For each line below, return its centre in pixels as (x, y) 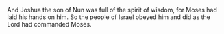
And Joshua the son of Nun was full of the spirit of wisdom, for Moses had (112, 10)
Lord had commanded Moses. (49, 24)
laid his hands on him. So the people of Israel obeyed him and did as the (109, 17)
